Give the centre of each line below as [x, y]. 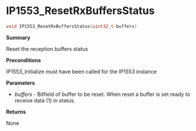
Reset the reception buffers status [47, 49]
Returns [16, 112]
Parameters [20, 82]
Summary [18, 37]
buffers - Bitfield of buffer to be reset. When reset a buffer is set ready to [102, 94]
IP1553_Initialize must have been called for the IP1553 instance [81, 71]
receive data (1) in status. [45, 100]
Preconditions [23, 60]
